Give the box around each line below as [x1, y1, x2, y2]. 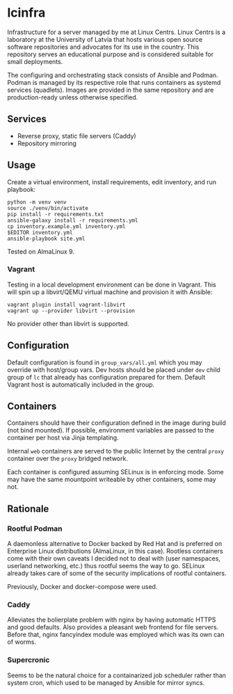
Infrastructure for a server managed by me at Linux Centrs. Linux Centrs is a [7, 28, 226, 36]
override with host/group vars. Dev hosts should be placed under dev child [7, 365, 220, 373]
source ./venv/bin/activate [7, 204, 89, 211]
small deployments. [7, 57, 63, 65]
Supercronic [7, 655, 50, 665]
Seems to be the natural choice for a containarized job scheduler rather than [7, 671, 226, 679]
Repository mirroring [17, 139, 77, 147]
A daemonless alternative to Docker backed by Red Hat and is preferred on [7, 540, 223, 548]
